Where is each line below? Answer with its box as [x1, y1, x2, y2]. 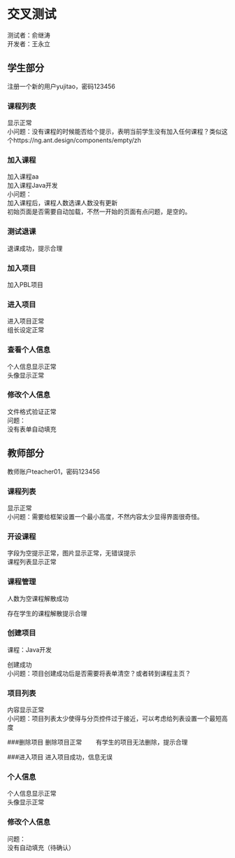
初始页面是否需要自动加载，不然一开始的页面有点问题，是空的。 [7, 207, 191, 216]
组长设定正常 [7, 326, 44, 334]
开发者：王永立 [7, 39, 50, 48]
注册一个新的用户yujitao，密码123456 [7, 82, 115, 90]
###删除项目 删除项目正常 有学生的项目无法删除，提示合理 [7, 738, 188, 747]
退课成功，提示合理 [7, 244, 63, 252]
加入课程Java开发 [7, 181, 58, 190]
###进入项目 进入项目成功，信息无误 [7, 753, 113, 761]
